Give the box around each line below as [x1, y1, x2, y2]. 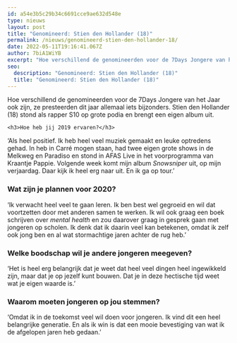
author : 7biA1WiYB [7, 50, 61, 57]
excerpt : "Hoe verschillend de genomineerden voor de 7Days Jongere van [7, 57, 226, 64]
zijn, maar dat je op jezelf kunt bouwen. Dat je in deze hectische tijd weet [7, 272, 220, 280]
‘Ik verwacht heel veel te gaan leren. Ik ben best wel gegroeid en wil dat [7, 200, 216, 209]
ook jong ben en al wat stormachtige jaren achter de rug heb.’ [7, 231, 187, 239]
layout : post [7, 23, 46, 30]
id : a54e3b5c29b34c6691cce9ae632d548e [7, 10, 121, 18]
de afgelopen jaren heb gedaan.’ [7, 328, 102, 337]
